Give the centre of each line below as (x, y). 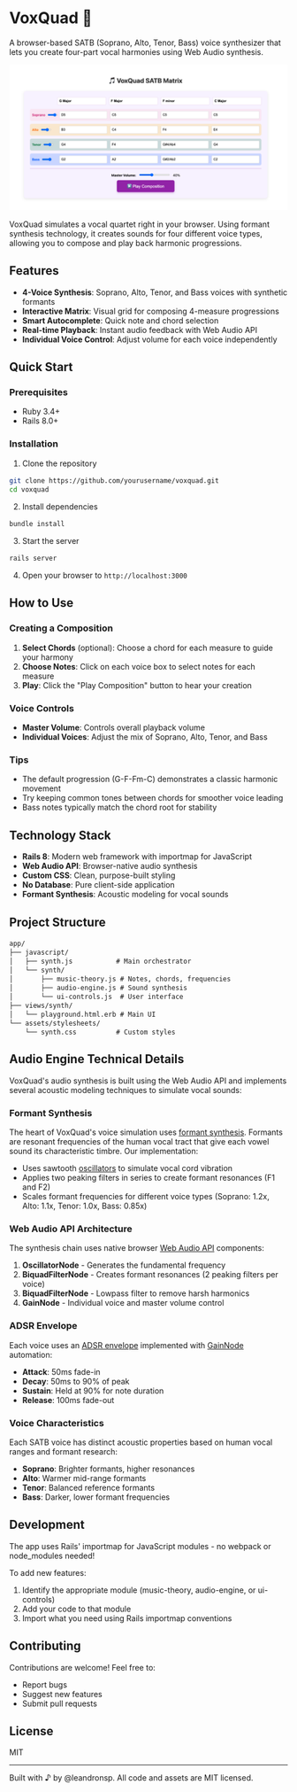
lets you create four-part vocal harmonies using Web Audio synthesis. (136, 51)
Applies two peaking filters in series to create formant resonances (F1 (148, 1178)
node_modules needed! (52, 1555)
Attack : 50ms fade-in (61, 1371)
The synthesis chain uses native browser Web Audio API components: (137, 1248)
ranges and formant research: (63, 1451)
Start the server (50, 541)
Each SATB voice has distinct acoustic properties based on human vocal (141, 1442)
